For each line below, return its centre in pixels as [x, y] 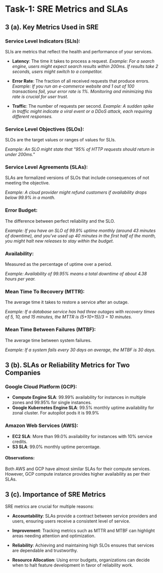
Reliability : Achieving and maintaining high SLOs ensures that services [83, 545]
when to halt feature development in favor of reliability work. [72, 565]
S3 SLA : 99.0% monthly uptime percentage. [56, 447]
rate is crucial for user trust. [40, 96]
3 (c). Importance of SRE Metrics [55, 494]
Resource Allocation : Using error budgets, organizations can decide [81, 560]
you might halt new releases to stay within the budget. [60, 241]
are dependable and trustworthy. [45, 550]
